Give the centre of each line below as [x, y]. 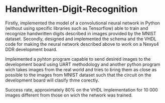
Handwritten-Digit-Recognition [71, 9]
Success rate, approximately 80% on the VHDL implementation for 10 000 [81, 90]
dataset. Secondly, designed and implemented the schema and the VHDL [81, 39]
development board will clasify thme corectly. [52, 80]
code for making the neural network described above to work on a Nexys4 [82, 44]
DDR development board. [31, 49]
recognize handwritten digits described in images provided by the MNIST [81, 33]
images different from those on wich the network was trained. [69, 95]
